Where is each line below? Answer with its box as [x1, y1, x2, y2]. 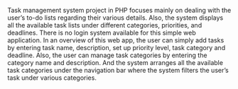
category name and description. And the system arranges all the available [7, 59, 224, 66]
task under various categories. [7, 73, 97, 82]
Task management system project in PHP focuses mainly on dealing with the [7, 6, 232, 14]
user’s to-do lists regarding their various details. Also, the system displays [7, 13, 224, 22]
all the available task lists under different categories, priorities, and [7, 21, 202, 29]
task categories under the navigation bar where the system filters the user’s [7, 66, 229, 74]
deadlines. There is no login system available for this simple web [7, 28, 197, 37]
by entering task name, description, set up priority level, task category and [7, 44, 226, 52]
